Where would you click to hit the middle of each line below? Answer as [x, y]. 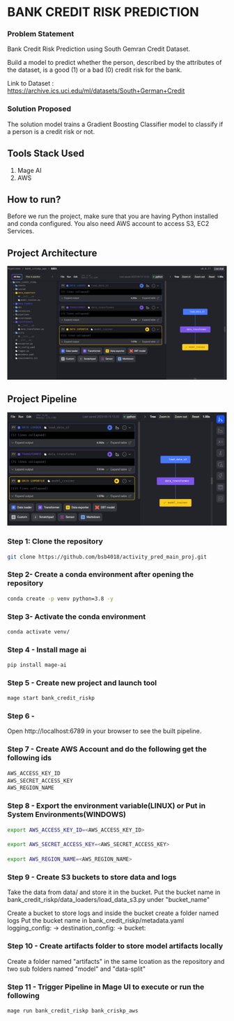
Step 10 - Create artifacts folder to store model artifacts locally [115, 946]
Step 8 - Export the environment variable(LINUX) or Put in [107, 806]
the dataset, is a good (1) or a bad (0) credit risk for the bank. [95, 70]
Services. [21, 231]
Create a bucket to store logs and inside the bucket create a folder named [113, 913]
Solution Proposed [39, 109]
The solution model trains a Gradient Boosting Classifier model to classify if [115, 124]
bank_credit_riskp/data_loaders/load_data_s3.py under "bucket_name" [109, 900]
